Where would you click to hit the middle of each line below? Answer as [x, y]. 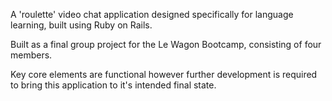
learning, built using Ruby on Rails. [81, 25]
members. [31, 55]
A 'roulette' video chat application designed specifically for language [152, 14]
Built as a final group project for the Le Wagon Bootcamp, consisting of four [166, 44]
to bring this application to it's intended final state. [113, 85]
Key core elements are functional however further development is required [164, 74]
